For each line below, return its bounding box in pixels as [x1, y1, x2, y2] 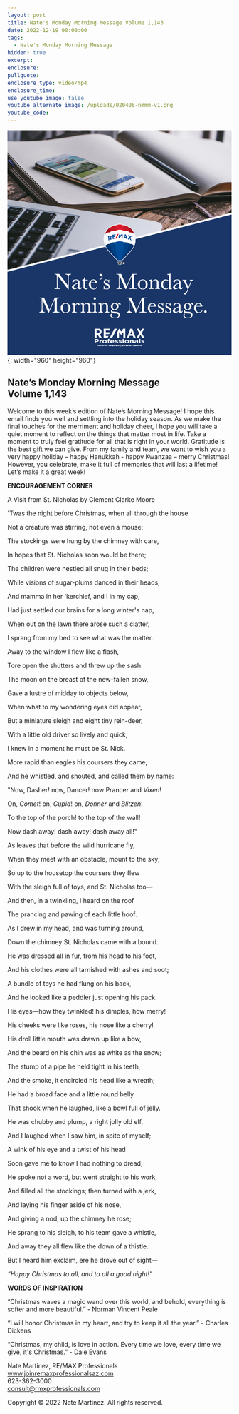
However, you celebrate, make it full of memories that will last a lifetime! [7, 460, 218, 468]
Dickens [7, 1326, 31, 1335]
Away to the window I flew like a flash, [7, 647, 119, 656]
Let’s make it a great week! [7, 468, 86, 476]
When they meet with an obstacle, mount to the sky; [7, 854, 160, 863]
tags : [7, 34, 23, 41]
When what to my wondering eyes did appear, [7, 702, 142, 711]
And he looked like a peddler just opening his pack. [7, 993, 158, 1001]
